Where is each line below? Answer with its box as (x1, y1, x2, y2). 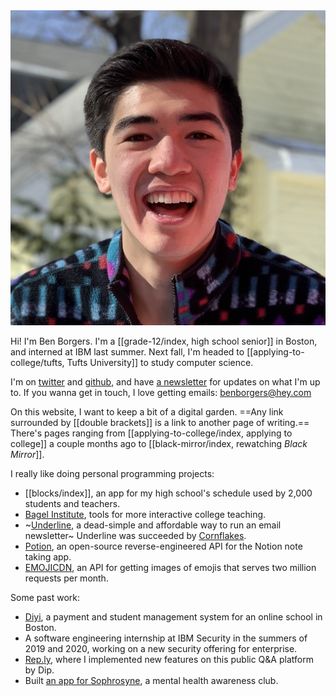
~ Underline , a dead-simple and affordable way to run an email (24, 519, 282, 531)
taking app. (24, 551, 72, 563)
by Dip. (24, 664, 55, 676)
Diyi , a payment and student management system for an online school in (24, 611, 323, 623)
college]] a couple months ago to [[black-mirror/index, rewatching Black (10, 438, 308, 449)
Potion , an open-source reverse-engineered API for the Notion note (24, 540, 303, 552)
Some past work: (10, 592, 81, 603)
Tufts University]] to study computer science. (66, 357, 254, 368)
